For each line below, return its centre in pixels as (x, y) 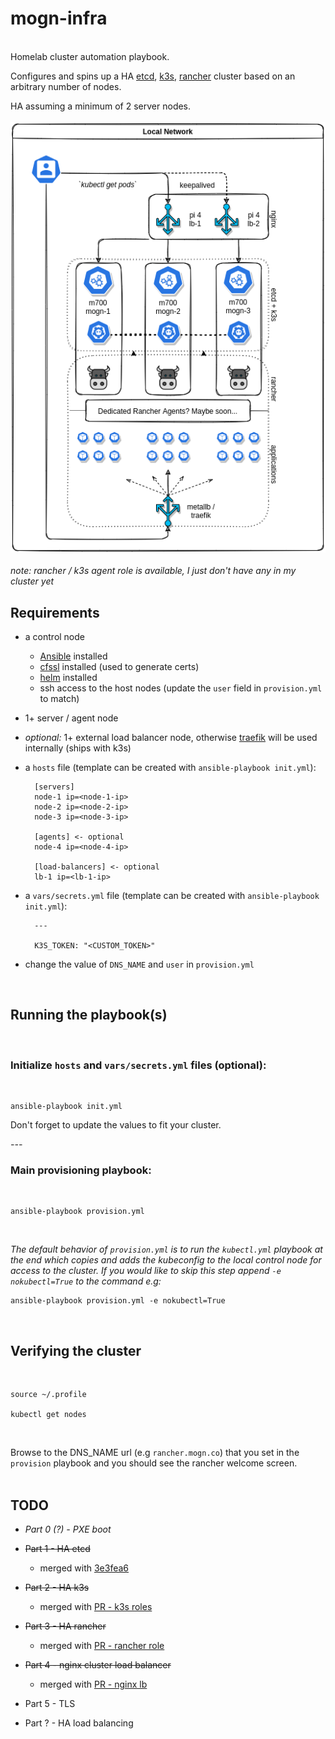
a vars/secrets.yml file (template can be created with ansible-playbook (172, 895)
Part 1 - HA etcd (57, 1548)
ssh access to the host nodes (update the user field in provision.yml (181, 688)
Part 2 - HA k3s (57, 1587)
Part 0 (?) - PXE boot (68, 1529)
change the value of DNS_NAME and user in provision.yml (139, 964)
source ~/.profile (48, 1395)
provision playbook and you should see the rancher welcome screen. (154, 1463)
